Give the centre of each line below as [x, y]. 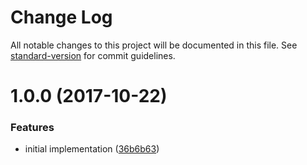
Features [32, 128]
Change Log [61, 17]
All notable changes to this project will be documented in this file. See [154, 45]
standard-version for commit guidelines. [93, 55]
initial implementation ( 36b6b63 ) [92, 149]
